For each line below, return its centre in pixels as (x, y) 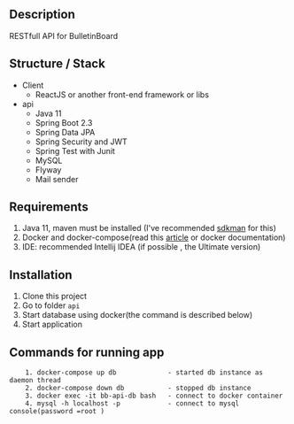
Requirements (49, 207)
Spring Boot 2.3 (64, 122)
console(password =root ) (57, 412)
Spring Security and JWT (81, 142)
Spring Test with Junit (75, 150)
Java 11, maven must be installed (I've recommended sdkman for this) (149, 228)
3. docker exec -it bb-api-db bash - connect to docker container (154, 396)
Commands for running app (87, 352)
